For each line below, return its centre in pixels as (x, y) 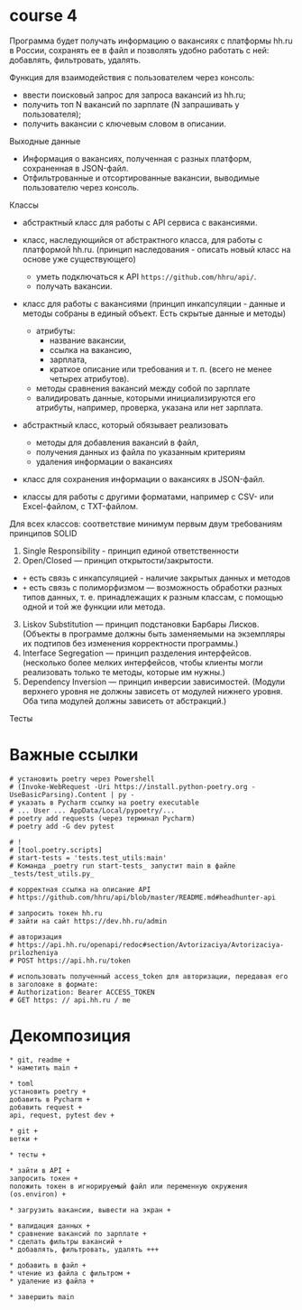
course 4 (44, 16)
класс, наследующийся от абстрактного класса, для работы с (142, 239)
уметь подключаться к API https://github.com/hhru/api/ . (146, 276)
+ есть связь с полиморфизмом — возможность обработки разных (152, 587)
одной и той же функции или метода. (94, 607)
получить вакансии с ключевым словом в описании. (124, 124)
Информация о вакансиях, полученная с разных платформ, (137, 158)
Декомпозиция (70, 1036)
